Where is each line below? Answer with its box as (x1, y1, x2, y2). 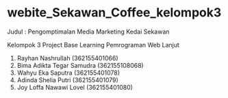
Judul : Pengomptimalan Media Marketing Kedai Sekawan (7, 27, 170, 36)
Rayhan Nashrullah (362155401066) (16, 53, 118, 62)
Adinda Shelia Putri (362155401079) (16, 75, 118, 84)
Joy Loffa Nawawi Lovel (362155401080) (16, 83, 134, 91)
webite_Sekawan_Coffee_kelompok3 (7, 5, 222, 21)
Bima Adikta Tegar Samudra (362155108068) (16, 61, 144, 69)
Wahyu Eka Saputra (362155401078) (16, 69, 121, 77)
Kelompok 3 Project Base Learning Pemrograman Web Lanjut (7, 40, 180, 49)
